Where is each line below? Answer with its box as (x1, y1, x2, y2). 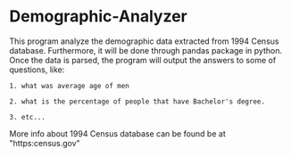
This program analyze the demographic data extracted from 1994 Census (9, 36, 279, 46)
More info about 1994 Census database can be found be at (9, 128, 226, 139)
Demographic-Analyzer (9, 6, 187, 27)
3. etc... (9, 112, 46, 121)
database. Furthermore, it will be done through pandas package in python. (9, 45, 283, 55)
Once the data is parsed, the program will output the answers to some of (9, 54, 277, 65)
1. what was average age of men (9, 81, 129, 90)
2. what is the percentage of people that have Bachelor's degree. (9, 96, 266, 106)
